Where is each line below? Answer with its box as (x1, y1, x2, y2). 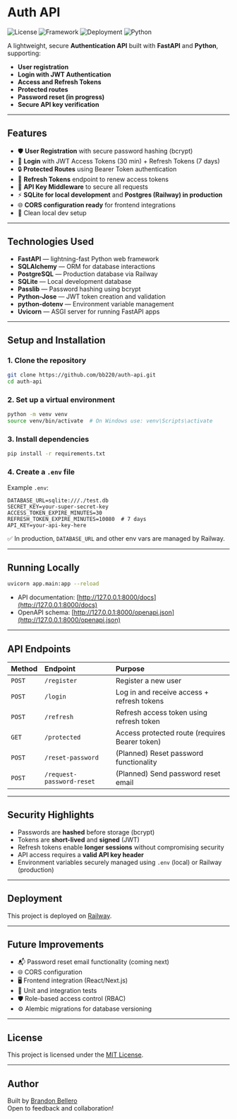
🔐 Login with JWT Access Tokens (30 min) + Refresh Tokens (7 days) (17, 156, 220, 165)
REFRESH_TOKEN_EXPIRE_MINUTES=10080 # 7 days (7, 515, 147, 522)
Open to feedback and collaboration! (7, 1104, 114, 1113)
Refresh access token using (115, 708, 208, 718)
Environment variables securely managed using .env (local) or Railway (17, 858, 222, 866)
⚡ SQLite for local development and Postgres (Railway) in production (17, 190, 223, 199)
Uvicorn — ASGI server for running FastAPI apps (17, 307, 160, 316)
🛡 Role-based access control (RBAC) (17, 994, 126, 1003)
